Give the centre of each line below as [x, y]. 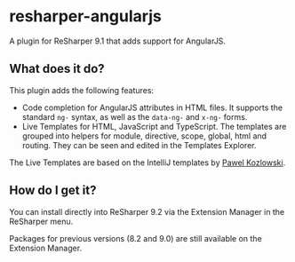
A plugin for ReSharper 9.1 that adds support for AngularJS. [118, 41]
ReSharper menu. [41, 221]
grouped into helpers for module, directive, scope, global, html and [144, 136]
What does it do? [57, 69]
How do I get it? [53, 191]
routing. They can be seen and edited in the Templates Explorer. [139, 145]
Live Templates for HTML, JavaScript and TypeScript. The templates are [154, 126]
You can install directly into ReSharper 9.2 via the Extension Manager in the [147, 211]
